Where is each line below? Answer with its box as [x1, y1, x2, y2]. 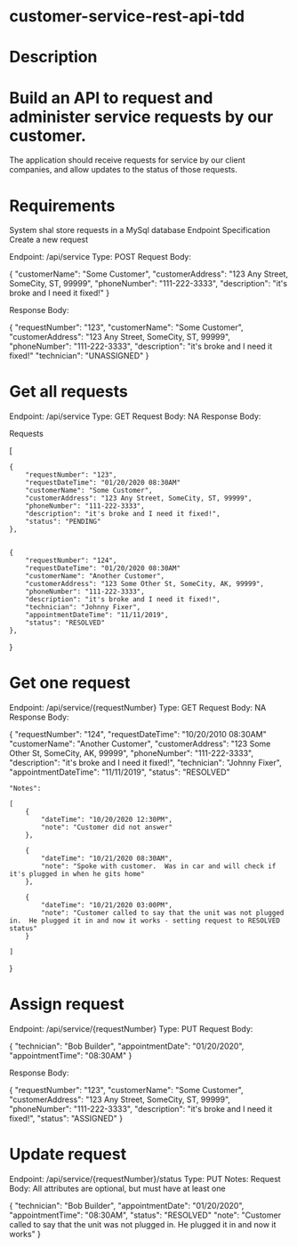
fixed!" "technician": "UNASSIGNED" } [9, 350, 149, 361]
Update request [9, 1145, 127, 1164]
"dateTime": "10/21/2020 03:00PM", [41, 901, 173, 910]
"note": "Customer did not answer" [41, 823, 173, 833]
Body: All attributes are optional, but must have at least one [9, 1183, 226, 1194]
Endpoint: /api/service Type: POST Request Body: [9, 252, 192, 262]
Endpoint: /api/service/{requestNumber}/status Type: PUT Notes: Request [9, 1174, 282, 1184]
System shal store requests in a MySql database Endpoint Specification [9, 225, 271, 236]
